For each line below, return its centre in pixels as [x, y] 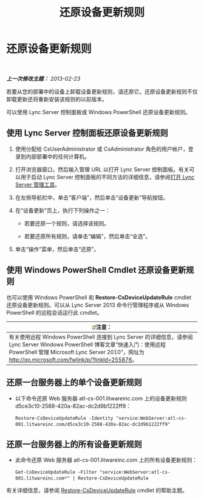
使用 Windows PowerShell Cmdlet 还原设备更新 [96, 270]
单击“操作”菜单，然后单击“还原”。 [57, 249]
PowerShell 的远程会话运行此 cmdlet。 [54, 312]
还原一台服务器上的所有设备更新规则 [74, 444]
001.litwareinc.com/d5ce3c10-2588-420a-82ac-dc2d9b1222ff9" [93, 424]
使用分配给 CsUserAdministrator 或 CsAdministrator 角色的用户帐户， [101, 149]
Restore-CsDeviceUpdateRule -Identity [64, 418]
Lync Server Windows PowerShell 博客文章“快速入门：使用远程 [87, 344]
